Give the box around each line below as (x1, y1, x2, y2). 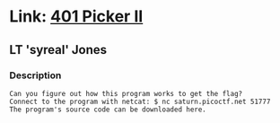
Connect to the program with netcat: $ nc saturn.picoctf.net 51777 (9, 97, 271, 106)
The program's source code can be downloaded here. (9, 105, 206, 114)
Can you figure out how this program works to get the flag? (9, 89, 243, 98)
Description (9, 69, 62, 82)
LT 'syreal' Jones (9, 42, 108, 57)
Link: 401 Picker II (9, 6, 144, 27)
